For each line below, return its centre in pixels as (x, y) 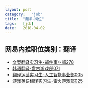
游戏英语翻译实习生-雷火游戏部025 (47, 81)
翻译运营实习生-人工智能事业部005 (47, 74)
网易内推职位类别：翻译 (41, 49)
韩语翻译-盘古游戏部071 (36, 68)
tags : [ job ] (20, 23)
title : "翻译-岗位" (25, 19)
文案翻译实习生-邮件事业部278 (43, 62)
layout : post (18, 10)
